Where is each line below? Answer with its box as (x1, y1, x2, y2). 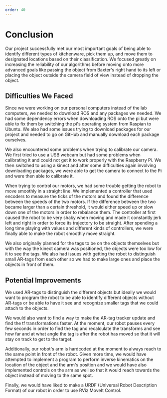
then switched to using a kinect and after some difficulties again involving (5, 162, 156, 168)
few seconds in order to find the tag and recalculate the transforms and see (5, 325, 161, 331)
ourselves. (5, 137, 27, 143)
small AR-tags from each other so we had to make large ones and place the (5, 256, 161, 262)
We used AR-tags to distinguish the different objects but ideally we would (5, 289, 156, 295)
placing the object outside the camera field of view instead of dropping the (5, 72, 159, 78)
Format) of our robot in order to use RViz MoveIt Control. (5, 387, 122, 393)
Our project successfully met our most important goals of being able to (5, 45, 151, 51)
